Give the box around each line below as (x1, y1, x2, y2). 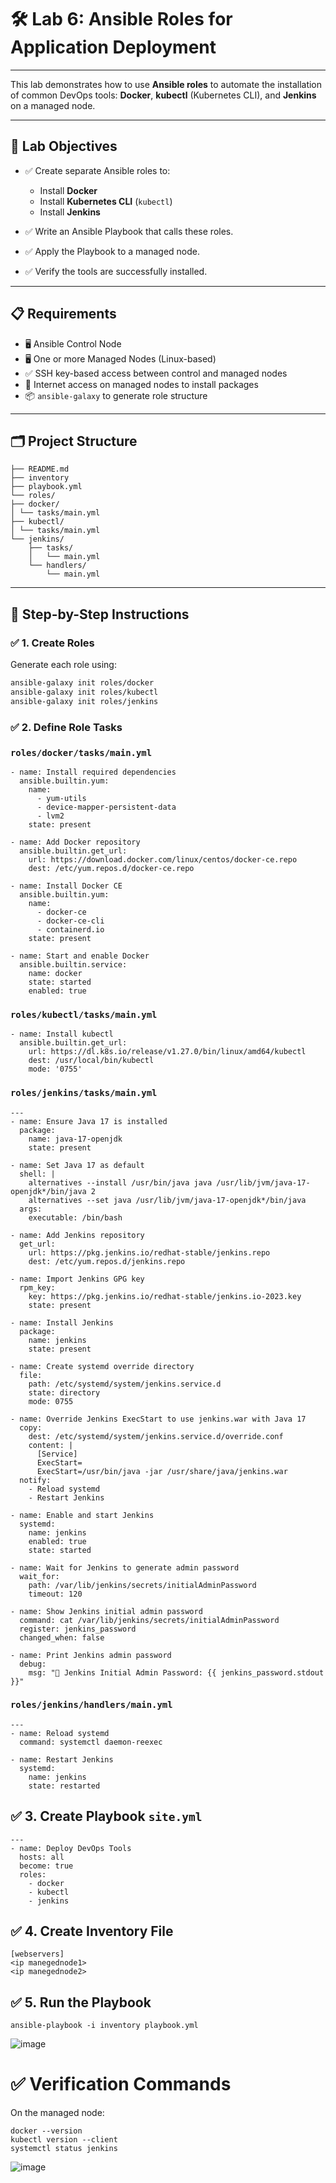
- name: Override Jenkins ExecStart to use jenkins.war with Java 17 (10, 1414, 307, 1424)
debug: (19, 1659, 47, 1669)
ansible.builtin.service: (19, 959, 128, 970)
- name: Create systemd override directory (10, 1361, 195, 1371)
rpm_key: (19, 1282, 56, 1293)
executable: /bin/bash (28, 1212, 123, 1223)
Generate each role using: (10, 659, 117, 671)
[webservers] (10, 1949, 65, 1960)
